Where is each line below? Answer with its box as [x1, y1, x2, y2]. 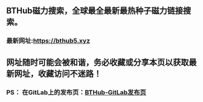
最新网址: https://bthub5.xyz [6, 37, 91, 45]
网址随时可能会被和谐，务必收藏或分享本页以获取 [6, 57, 189, 68]
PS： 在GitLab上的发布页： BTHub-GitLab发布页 [6, 88, 146, 97]
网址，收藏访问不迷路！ [14, 68, 101, 78]
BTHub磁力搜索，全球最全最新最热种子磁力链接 [6, 5, 183, 16]
